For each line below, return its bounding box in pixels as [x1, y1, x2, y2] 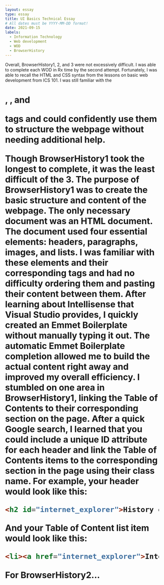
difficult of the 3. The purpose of [5, 174, 140, 185]
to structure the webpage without [5, 123, 144, 135]
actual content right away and [5, 361, 129, 372]
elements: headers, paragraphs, [5, 236, 138, 247]
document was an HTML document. [5, 215, 153, 227]
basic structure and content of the [5, 194, 146, 206]
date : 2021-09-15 [5, 25, 41, 30]
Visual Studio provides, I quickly [5, 309, 139, 320]
